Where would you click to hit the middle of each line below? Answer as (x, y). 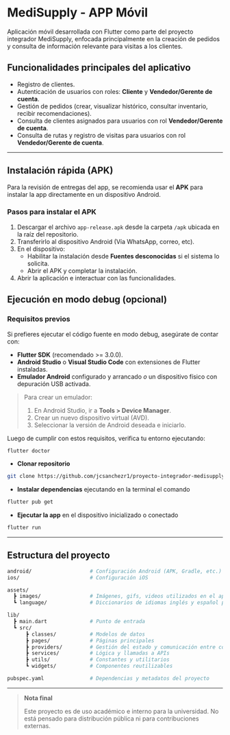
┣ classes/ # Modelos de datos (85, 634)
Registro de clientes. (46, 84)
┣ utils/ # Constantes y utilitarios (97, 660)
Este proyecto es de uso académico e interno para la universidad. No (121, 711)
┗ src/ (23, 628)
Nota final (38, 698)
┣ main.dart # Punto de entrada (79, 622)
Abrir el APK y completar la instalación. (82, 270)
